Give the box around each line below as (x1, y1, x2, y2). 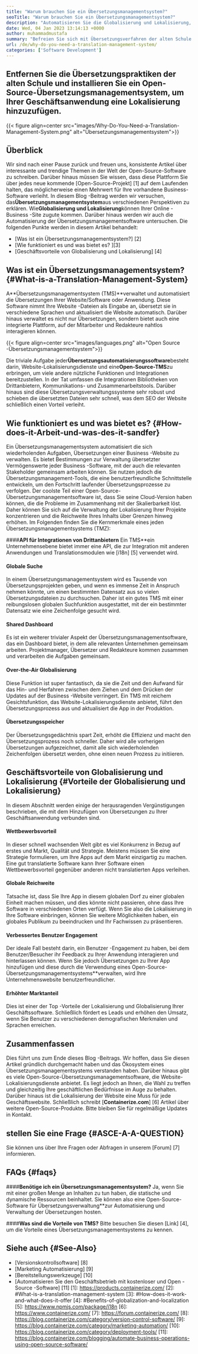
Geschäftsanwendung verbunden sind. (6, 814, 101, 821)
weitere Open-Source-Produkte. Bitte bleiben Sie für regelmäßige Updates (6, 1105, 188, 1112)
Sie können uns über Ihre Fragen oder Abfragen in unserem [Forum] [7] (6, 1144, 180, 1152)
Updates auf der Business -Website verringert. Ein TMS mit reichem (6, 692, 171, 699)
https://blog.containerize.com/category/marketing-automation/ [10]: (14, 1321, 180, 1329)
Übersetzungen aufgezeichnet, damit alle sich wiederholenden (6, 744, 159, 751)
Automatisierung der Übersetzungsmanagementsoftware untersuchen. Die (6, 217, 188, 225)
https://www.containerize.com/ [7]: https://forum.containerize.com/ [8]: (14, 1309, 189, 1316)
